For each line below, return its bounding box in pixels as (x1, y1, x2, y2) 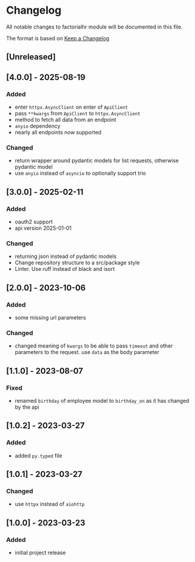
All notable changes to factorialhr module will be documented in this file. (6, 23, 183, 30)
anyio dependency (14, 122, 60, 130)
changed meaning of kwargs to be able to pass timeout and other (14, 342, 173, 349)
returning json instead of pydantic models (14, 253, 117, 260)
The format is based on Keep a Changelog (6, 34, 110, 42)
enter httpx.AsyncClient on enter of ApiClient (14, 103, 129, 110)
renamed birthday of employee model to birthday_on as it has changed (14, 397, 190, 404)
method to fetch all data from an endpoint (14, 116, 117, 124)
